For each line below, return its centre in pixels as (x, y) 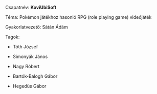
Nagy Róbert (26, 66)
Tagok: (13, 37)
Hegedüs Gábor (29, 86)
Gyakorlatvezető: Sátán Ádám (37, 27)
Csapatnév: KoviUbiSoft (31, 7)
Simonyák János (30, 56)
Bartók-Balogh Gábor (35, 76)
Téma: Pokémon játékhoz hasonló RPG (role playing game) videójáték (78, 17)
